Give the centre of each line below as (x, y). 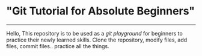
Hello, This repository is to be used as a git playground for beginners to (95, 33)
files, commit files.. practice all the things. (58, 46)
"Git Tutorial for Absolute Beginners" (101, 11)
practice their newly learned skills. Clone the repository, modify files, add (97, 40)
